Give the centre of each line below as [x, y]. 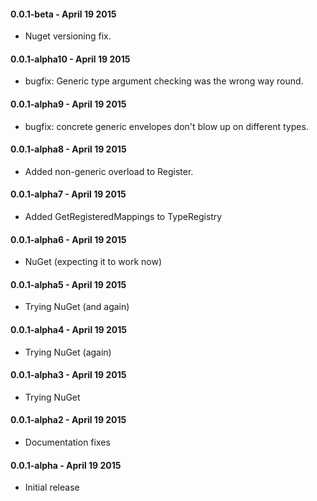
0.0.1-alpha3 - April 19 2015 [68, 375]
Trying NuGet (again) [68, 352]
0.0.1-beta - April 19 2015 [63, 14]
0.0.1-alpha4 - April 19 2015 [68, 330]
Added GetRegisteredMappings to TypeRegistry [123, 217]
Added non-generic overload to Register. [109, 171]
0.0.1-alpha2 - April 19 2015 [68, 420]
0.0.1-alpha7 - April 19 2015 [68, 194]
